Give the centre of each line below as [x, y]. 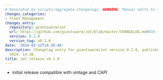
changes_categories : [26, 14]
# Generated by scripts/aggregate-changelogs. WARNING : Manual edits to [80, 9]
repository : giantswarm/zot [38, 27]
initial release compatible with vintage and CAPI [60, 72]
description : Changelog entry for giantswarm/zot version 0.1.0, [72, 50]
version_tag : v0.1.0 [30, 41]
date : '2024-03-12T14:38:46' [34, 45]
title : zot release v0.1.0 [32, 59]
